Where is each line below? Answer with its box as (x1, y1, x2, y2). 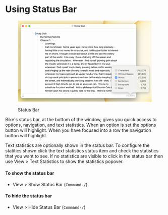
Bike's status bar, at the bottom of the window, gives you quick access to (5, 117, 157, 123)
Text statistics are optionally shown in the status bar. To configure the (5, 142, 150, 148)
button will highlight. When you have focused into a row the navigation (5, 127, 151, 133)
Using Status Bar (5, 4, 77, 15)
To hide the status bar (5, 193, 52, 199)
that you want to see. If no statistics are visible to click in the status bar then (5, 153, 163, 159)
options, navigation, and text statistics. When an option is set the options (5, 122, 156, 128)
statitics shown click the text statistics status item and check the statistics (5, 148, 159, 154)
